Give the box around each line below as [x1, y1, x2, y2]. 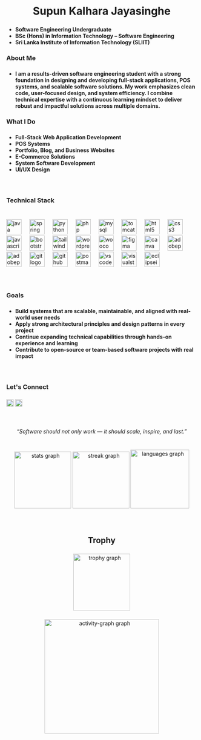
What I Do [6, 117, 36, 125]
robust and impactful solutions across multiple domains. [15, 102, 160, 110]
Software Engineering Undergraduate [15, 26, 112, 33]
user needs [31, 314, 61, 322]
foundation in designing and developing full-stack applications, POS [15, 76, 191, 84]
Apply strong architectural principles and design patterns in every [15, 320, 185, 328]
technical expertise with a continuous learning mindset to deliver [15, 96, 183, 103]
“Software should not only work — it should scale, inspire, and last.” [16, 428, 187, 435]
